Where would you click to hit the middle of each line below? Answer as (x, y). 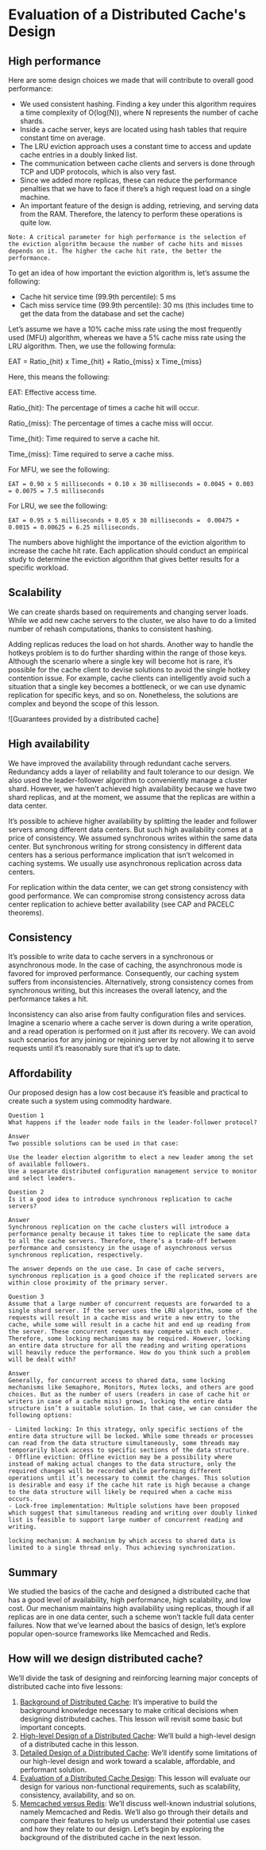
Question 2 (26, 1193)
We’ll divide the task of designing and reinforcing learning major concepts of (133, 1678)
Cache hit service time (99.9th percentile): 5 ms (98, 297)
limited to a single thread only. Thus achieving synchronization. (122, 1548)
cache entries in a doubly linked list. (78, 155)
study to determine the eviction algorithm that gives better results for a (124, 559)
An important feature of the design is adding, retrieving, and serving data (139, 206)
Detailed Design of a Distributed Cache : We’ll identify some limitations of (139, 1752)
